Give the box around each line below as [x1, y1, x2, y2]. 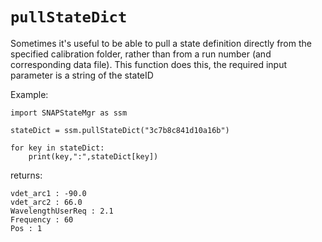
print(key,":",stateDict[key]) [28, 151, 159, 162]
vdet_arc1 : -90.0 [10, 188, 87, 198]
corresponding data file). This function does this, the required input [10, 58, 287, 70]
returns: [10, 169, 43, 181]
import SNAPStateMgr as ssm [10, 108, 128, 118]
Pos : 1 [10, 223, 43, 233]
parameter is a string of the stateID [10, 69, 154, 81]
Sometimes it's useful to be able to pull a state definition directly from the [10, 37, 312, 49]
